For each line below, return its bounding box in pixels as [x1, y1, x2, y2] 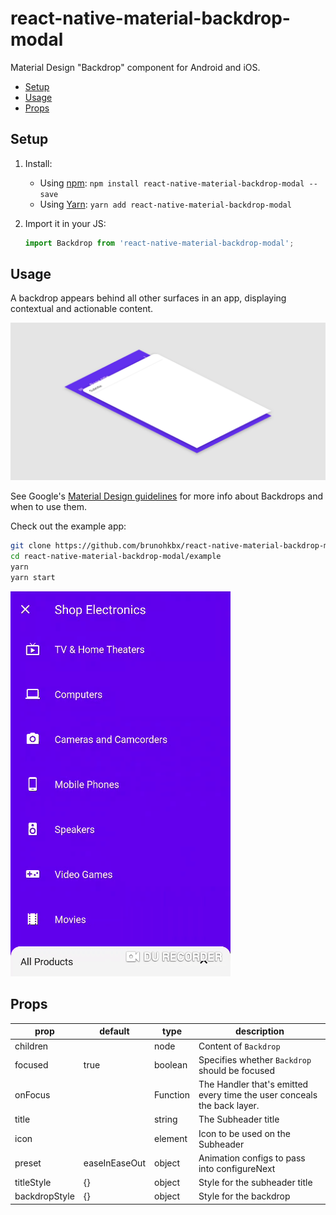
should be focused [198, 1064, 276, 1076]
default [99, 1025, 130, 1037]
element [153, 1133, 188, 1144]
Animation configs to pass [198, 1152, 306, 1164]
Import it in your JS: [24, 217, 107, 229]
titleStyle [14, 1177, 52, 1188]
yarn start [10, 573, 56, 583]
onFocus [14, 1089, 51, 1101]
